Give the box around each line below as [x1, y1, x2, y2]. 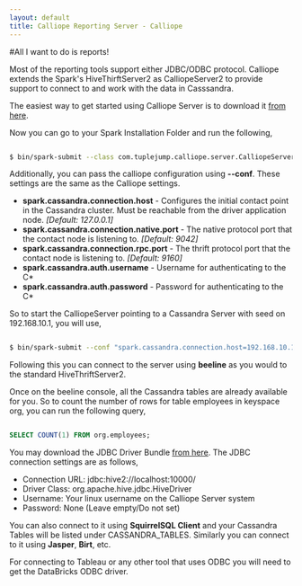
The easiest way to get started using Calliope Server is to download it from [9, 100, 286, 111]
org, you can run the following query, [9, 405, 147, 416]
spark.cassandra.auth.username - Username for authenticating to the [22, 262, 287, 273]
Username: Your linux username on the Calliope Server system [22, 493, 255, 504]
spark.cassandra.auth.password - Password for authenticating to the [22, 281, 284, 292]
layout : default [9, 13, 70, 22]
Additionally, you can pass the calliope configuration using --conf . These [9, 168, 280, 180]
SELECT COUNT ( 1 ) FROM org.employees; [9, 431, 151, 440]
